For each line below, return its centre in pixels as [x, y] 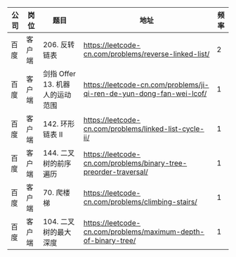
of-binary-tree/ [110, 240]
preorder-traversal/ [116, 172]
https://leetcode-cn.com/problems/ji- [146, 85]
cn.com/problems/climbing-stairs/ [140, 202]
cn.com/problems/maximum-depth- [144, 232]
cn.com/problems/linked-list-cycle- [144, 128]
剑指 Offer [59, 74]
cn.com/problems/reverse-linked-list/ [146, 54]
